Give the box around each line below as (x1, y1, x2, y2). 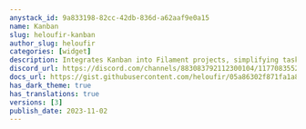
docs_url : (9, 73, 47, 82)
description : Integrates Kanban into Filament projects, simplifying (9, 55, 280, 64)
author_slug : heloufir (9, 38, 96, 48)
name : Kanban (9, 22, 59, 31)
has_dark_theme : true (9, 81, 92, 90)
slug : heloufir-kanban (9, 30, 96, 39)
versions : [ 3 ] (9, 97, 64, 107)
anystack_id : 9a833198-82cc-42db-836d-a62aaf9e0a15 (9, 13, 209, 23)
